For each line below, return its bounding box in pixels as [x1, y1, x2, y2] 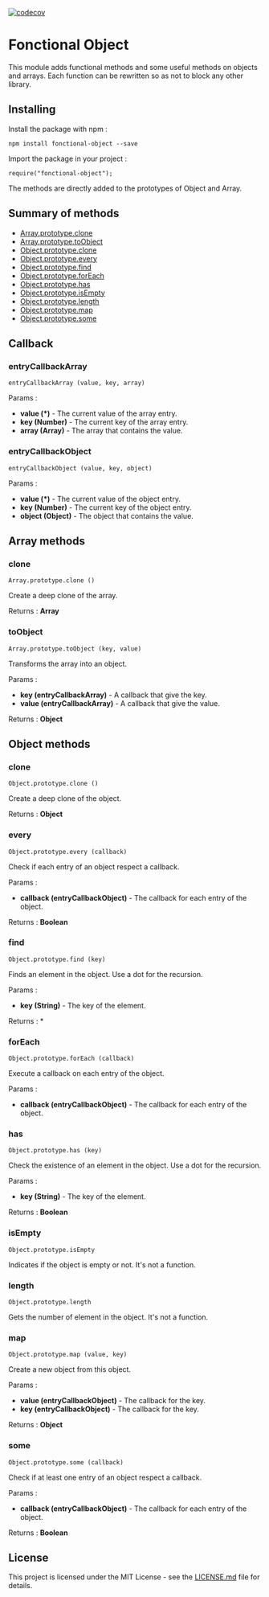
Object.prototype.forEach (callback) [8, 1054, 135, 1063]
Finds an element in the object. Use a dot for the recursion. [8, 969, 203, 979]
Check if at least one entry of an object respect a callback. [8, 1472, 202, 1482]
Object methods [8, 737, 91, 751]
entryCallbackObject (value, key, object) [8, 464, 153, 472]
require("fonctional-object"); [8, 169, 113, 177]
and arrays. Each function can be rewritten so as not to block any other [8, 71, 243, 80]
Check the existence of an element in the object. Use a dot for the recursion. [8, 1160, 262, 1170]
